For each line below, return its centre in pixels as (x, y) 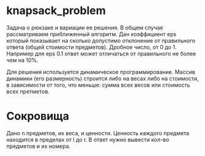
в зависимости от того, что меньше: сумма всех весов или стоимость (99, 85)
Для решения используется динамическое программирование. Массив (101, 72)
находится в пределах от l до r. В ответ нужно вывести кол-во (88, 139)
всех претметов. (28, 91)
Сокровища (38, 116)
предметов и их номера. (39, 146)
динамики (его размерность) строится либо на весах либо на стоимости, (102, 78)
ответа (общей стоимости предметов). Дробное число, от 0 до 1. (91, 47)
